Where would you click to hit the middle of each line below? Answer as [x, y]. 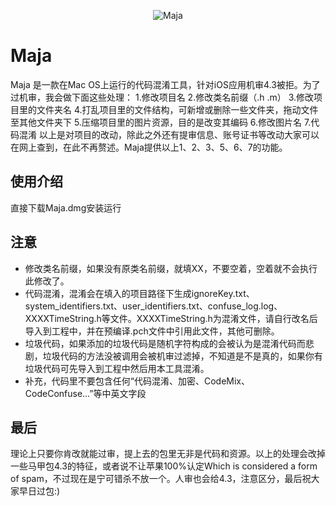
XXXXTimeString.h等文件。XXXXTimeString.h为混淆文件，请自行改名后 [171, 318]
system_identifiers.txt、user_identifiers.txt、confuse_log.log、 [153, 306]
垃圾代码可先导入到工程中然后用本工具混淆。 [117, 368]
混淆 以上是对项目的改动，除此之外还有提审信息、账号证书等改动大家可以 [169, 134]
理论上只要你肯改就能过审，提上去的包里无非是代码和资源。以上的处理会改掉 [168, 454]
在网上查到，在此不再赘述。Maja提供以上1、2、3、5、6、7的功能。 [149, 147]
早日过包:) [39, 491]
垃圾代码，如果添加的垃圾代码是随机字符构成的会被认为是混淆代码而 [165, 343]
